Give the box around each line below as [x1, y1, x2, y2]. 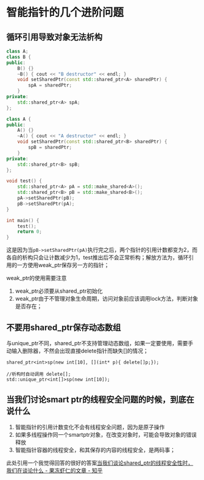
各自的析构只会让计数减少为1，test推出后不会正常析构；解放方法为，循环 [6, 254, 189, 261]
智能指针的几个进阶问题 [6, 5, 124, 20]
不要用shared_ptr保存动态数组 [6, 322, 121, 332]
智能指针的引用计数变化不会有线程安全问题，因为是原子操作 [15, 423, 165, 431]
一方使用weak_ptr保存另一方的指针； [16, 262, 110, 269]
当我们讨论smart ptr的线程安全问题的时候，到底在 [6, 395, 195, 405]
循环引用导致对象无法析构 [6, 32, 102, 42]
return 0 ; [17, 229, 43, 235]
